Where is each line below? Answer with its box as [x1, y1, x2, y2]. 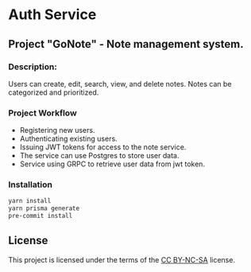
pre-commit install [8, 212, 73, 220]
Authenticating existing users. [19, 134, 118, 144]
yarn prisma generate [8, 204, 80, 212]
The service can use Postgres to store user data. [19, 151, 180, 161]
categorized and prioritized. [8, 87, 99, 97]
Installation [8, 179, 53, 190]
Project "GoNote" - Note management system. [8, 37, 244, 51]
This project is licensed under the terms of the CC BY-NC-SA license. [8, 255, 236, 264]
